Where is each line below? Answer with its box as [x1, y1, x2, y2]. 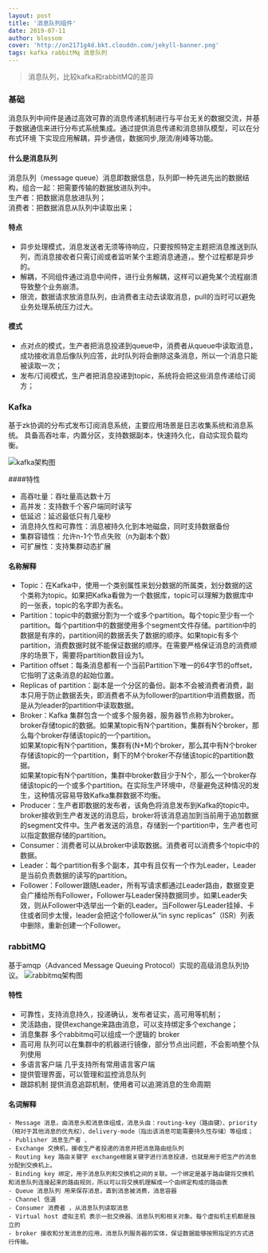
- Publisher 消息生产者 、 [8, 1136, 91, 1144]
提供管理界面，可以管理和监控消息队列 [19, 1069, 146, 1079]
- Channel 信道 [8, 1195, 57, 1204]
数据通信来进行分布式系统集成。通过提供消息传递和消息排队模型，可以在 [14, 123, 253, 133]
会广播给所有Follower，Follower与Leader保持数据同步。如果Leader [19, 891, 241, 900]
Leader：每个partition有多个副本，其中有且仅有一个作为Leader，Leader [19, 861, 257, 871]
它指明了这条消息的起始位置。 [19, 671, 118, 680]
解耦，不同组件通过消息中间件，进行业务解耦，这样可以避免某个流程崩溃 [19, 271, 258, 281]
